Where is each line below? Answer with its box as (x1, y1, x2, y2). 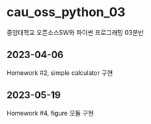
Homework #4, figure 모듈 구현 (6, 109, 94, 117)
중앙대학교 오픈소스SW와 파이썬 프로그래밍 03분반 (6, 28, 144, 36)
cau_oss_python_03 (6, 4, 126, 20)
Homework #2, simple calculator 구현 (6, 68, 113, 77)
